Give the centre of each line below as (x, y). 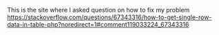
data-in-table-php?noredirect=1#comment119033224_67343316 (98, 24)
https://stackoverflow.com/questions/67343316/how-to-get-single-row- (109, 17)
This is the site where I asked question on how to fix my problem (98, 10)
